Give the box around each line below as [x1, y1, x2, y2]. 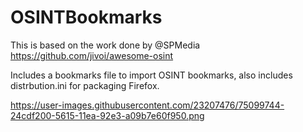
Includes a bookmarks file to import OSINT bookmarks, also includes [10, 69, 293, 81]
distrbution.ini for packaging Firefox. [10, 79, 160, 91]
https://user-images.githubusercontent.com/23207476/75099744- [10, 99, 285, 111]
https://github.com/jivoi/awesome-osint [10, 49, 174, 61]
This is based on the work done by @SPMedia [10, 39, 201, 51]
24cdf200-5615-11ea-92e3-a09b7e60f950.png [10, 109, 205, 121]
